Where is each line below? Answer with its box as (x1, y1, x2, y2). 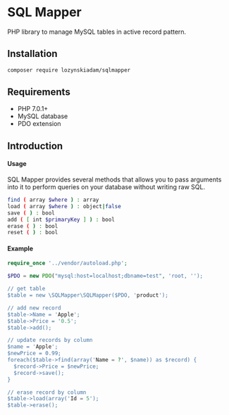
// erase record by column (7, 388, 87, 396)
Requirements (7, 86, 70, 98)
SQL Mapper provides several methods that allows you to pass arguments (7, 175, 222, 184)
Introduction (7, 140, 63, 152)
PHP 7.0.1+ (17, 105, 49, 113)
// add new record (7, 304, 61, 312)
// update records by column (7, 337, 93, 344)
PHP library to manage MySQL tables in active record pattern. (7, 27, 187, 36)
